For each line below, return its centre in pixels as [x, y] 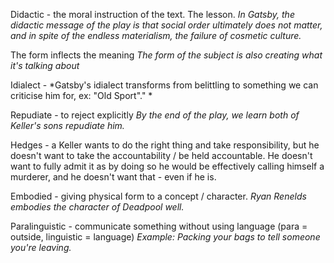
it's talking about [45, 65]
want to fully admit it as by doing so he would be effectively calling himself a [167, 166]
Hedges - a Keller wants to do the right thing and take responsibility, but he [165, 145]
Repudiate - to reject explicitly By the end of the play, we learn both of [155, 115]
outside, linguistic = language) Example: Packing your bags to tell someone [165, 237]
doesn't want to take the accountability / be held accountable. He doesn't [161, 155]
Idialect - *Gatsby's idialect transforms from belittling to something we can [164, 85]
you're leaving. [41, 247]
